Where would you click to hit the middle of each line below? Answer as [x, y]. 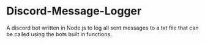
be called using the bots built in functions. [59, 34]
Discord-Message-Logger [74, 11]
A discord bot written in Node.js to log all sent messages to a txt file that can [102, 28]
